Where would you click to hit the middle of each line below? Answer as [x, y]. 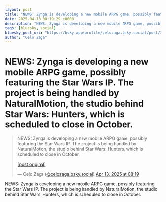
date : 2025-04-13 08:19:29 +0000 [40, 19]
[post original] [31, 164]
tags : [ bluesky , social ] [31, 28]
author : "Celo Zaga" [26, 38]
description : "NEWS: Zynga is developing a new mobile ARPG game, [75, 23]
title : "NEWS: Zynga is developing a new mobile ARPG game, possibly [78, 14]
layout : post [19, 10]
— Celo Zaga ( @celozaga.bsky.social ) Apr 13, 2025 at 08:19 [78, 174]
